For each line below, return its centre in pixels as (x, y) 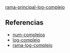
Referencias (24, 23)
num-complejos (29, 35)
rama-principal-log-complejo (35, 7)
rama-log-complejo (32, 45)
